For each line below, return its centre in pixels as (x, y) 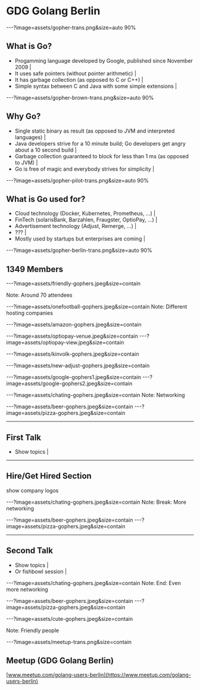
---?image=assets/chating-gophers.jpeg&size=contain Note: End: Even (94, 583)
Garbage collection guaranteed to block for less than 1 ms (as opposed (102, 156)
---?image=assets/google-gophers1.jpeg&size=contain (74, 377)
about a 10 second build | (46, 150)
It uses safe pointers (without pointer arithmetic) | (76, 73)
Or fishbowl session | (41, 571)
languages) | (30, 137)
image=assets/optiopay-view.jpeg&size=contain (65, 343)
